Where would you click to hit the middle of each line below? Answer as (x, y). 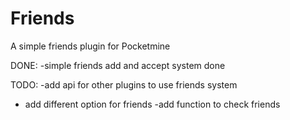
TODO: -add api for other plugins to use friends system (124, 84)
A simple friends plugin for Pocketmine (90, 46)
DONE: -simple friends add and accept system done (118, 65)
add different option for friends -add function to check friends (152, 104)
